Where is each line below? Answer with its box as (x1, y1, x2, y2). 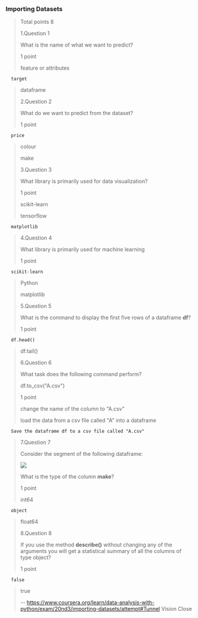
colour (20, 143, 36, 150)
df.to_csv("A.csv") (20, 382, 65, 389)
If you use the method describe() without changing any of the (20, 541, 172, 548)
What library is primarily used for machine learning (20, 246, 145, 253)
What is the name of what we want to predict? (20, 41, 134, 49)
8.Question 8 (20, 530, 52, 537)
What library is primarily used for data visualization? (20, 178, 148, 185)
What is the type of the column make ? (20, 473, 115, 480)
